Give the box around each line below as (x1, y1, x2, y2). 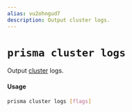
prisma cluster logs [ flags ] (7, 97, 92, 104)
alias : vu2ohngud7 (7, 10, 60, 17)
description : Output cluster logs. (7, 17, 110, 24)
